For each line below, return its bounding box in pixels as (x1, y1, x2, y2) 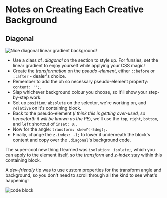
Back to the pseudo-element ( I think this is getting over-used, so (12, 110, 146, 116)
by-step (12, 94, 29, 100)
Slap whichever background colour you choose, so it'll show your (12, 89, 148, 95)
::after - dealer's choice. (12, 73, 66, 79)
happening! (5, 178, 29, 183)
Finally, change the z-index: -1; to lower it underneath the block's (12, 132, 150, 137)
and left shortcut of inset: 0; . (12, 121, 78, 127)
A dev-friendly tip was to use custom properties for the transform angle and (5, 167, 162, 173)
